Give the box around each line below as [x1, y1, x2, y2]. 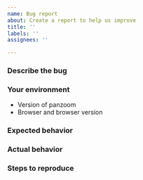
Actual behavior [7, 145, 63, 155]
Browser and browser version [17, 108, 103, 117]
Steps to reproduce [7, 163, 74, 173]
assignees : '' [7, 37, 49, 44]
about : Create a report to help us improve [7, 17, 137, 24]
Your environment [7, 84, 70, 94]
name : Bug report [7, 10, 58, 18]
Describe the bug [7, 66, 68, 76]
